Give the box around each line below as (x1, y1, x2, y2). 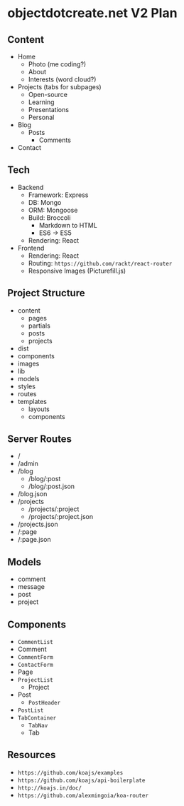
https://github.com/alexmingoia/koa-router (17, 792, 149, 799)
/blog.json (17, 490, 48, 498)
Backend (17, 183, 44, 191)
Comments (38, 136, 71, 144)
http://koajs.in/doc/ (17, 784, 82, 792)
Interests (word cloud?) (28, 75, 97, 84)
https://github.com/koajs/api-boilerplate (17, 777, 146, 784)
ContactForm (17, 662, 53, 669)
